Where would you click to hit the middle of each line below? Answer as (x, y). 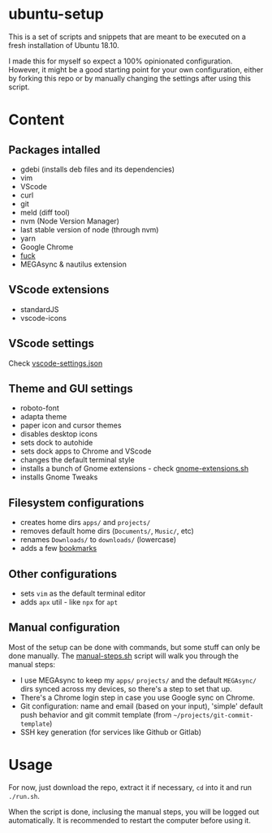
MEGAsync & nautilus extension (73, 264)
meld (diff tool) (45, 212)
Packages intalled (54, 150)
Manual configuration (64, 628)
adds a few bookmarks (58, 549)
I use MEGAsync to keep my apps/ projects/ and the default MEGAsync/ (138, 680)
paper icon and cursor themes (71, 425)
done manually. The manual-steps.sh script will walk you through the (124, 656)
